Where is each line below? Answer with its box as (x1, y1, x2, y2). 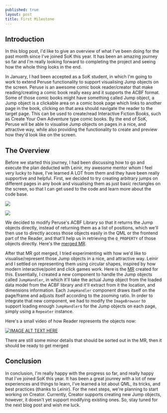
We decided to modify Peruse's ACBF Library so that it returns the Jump (5, 219, 153, 225)
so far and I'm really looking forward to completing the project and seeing (5, 59, 156, 65)
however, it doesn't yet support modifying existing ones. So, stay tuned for (5, 397, 158, 403)
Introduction (5, 35, 45, 43)
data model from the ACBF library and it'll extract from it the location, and (5, 282, 156, 288)
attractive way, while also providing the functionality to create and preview (5, 126, 158, 132)
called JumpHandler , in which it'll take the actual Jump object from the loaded (5, 277, 162, 283)
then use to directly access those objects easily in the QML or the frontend (5, 230, 158, 236)
